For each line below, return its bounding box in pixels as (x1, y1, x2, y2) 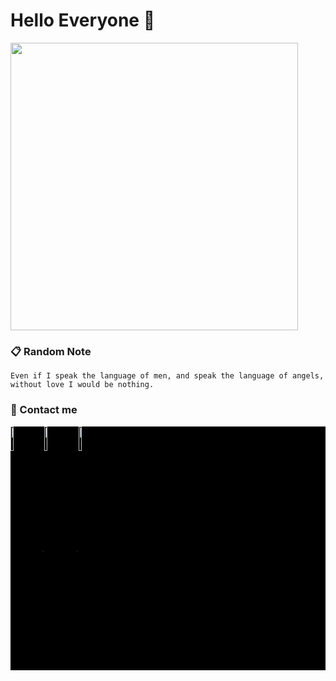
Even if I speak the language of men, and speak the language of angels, (10, 371, 325, 381)
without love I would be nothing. (10, 380, 155, 390)
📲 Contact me (10, 403, 78, 417)
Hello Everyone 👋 (10, 9, 156, 32)
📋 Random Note (10, 344, 92, 358)
